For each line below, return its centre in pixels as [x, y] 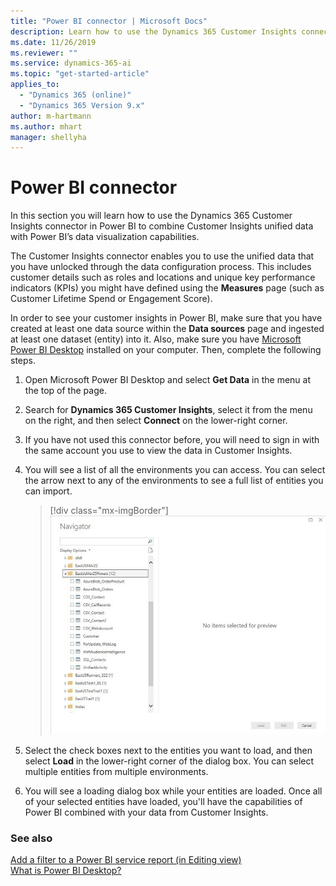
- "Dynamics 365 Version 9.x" [82, 105]
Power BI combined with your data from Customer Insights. [146, 812]
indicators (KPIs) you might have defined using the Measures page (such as [167, 288]
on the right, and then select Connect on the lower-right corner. [156, 421]
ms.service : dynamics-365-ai [71, 63]
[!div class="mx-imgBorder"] [109, 511]
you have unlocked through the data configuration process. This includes [161, 267]
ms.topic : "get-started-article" [80, 74]
